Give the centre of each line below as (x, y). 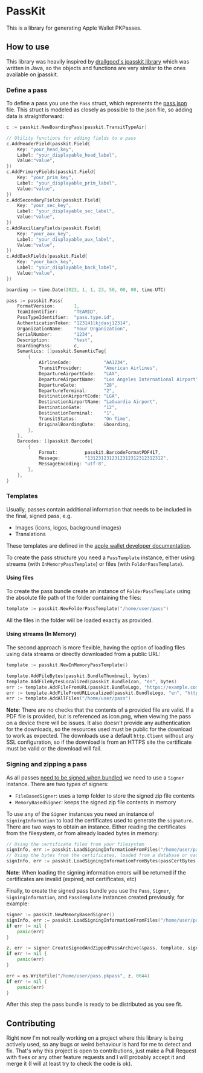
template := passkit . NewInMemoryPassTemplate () (67, 665)
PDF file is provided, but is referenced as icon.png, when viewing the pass (99, 717)
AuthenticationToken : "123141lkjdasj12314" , (74, 323)
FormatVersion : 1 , (48, 306)
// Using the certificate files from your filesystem (76, 844)
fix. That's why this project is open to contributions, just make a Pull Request (101, 1051)
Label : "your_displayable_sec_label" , (66, 211)
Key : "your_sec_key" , (44, 206)
